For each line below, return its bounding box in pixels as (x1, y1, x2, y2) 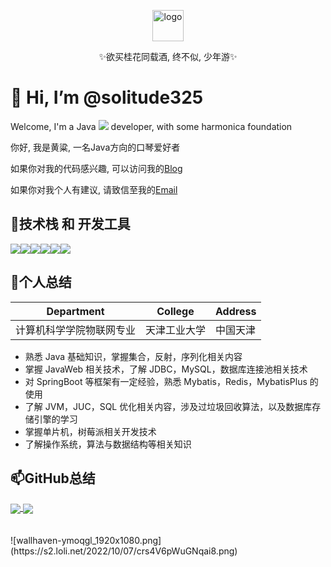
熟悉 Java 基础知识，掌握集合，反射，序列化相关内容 (24, 350, 243, 362)
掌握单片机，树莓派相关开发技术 (24, 425, 157, 437)
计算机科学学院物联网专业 (15, 323, 137, 337)
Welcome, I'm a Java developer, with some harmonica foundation (10, 120, 293, 132)
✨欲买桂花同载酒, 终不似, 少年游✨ (98, 51, 238, 62)
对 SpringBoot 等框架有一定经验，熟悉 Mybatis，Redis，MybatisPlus (24, 375, 308, 387)
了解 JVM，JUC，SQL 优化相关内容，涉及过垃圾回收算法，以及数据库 (24, 400, 313, 412)
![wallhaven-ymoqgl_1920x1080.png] (10, 534, 162, 546)
